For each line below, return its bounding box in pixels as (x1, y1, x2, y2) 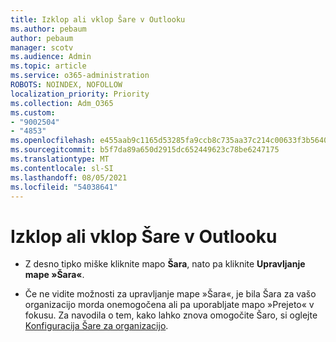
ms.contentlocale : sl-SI (10, 163, 114, 173)
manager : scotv (10, 42, 74, 53)
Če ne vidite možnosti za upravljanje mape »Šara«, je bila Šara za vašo (24, 288, 317, 300)
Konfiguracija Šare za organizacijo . (24, 320, 169, 332)
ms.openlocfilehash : (10, 136, 97, 146)
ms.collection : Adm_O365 (10, 98, 114, 108)
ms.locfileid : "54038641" (10, 182, 118, 192)
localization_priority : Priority (10, 89, 150, 99)
